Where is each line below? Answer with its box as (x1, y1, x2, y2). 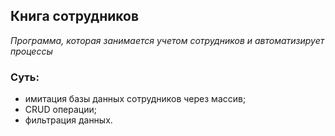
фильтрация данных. (24, 114, 113, 126)
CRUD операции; (24, 104, 97, 116)
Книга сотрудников (10, 8, 140, 25)
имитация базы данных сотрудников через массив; (24, 93, 247, 105)
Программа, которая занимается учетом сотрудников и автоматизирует (10, 34, 325, 46)
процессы (10, 45, 53, 57)
